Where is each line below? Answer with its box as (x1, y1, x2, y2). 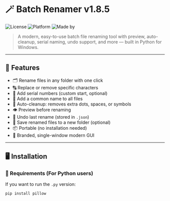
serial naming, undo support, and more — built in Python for (37, 38, 162, 45)
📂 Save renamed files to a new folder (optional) (12, 119, 111, 125)
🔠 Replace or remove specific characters (12, 84, 99, 90)
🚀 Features (5, 64, 40, 72)
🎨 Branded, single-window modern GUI (12, 132, 95, 138)
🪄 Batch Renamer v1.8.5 (5, 4, 110, 15)
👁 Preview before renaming (12, 107, 71, 113)
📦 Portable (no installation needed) (12, 125, 87, 131)
